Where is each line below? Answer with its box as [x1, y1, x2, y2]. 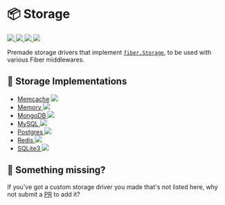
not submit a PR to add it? [7, 190, 81, 198]
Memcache [17, 95, 50, 103]
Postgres [17, 127, 44, 136]
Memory [17, 102, 42, 112]
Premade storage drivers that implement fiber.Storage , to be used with [7, 48, 212, 56]
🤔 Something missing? [7, 164, 106, 176]
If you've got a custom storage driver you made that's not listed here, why [7, 182, 218, 191]
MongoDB [17, 111, 46, 119]
